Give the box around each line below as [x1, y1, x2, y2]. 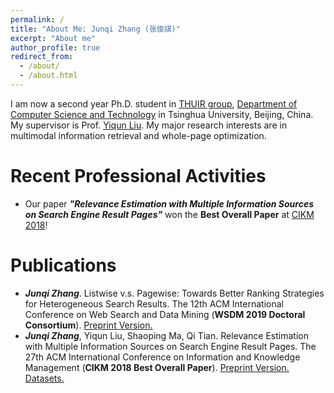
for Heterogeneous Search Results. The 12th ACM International [24, 297, 284, 310]
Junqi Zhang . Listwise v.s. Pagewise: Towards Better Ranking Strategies [24, 287, 325, 299]
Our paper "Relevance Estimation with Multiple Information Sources [24, 197, 314, 210]
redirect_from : [10, 52, 74, 62]
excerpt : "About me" [10, 33, 97, 43]
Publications [10, 254, 117, 276]
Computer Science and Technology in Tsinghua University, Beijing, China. [10, 108, 314, 120]
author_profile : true [10, 42, 101, 53]
